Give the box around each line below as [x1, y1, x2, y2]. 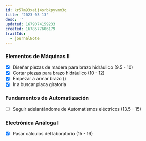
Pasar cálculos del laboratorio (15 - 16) [12, 131, 93, 137]
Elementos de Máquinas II [5, 52, 70, 60]
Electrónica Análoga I [5, 119, 59, 126]
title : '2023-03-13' [5, 12, 49, 17]
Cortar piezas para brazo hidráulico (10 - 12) [12, 70, 105, 76]
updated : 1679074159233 [5, 21, 56, 27]
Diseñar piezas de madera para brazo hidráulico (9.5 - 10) [12, 64, 133, 70]
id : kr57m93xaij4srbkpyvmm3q [5, 7, 67, 13]
